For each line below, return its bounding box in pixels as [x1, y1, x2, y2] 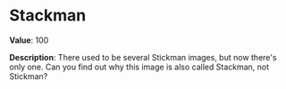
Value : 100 [9, 35, 49, 45]
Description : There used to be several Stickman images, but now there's [9, 52, 277, 62]
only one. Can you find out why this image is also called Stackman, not [9, 61, 270, 72]
